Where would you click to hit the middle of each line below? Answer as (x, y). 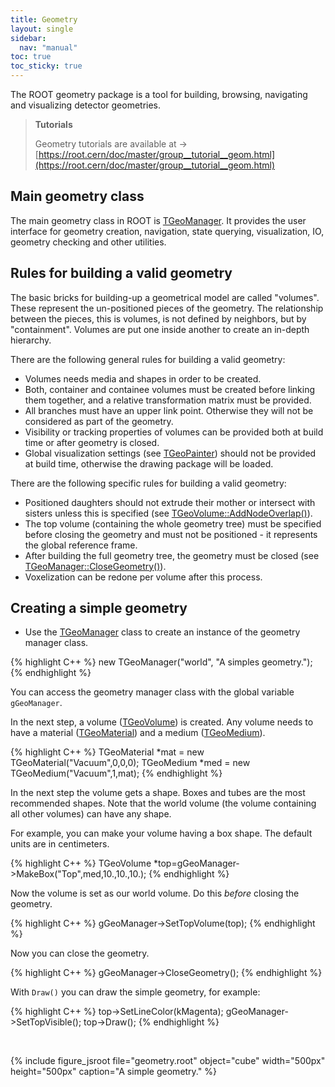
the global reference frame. (81, 545)
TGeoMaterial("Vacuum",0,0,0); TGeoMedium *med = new (130, 763)
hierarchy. (31, 340)
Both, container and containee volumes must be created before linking (169, 389)
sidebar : (28, 38)
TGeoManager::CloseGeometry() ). (95, 566)
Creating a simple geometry (99, 608)
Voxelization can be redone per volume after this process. (143, 577)
